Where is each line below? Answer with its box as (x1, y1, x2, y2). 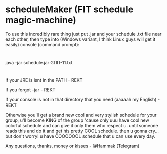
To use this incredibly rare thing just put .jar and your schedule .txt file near (5, 31, 162, 37)
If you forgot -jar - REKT (5, 87, 56, 93)
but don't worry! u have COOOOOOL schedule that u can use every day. (5, 133, 155, 139)
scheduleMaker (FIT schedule (5, 4, 134, 15)
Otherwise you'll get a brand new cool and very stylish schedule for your (5, 112, 157, 118)
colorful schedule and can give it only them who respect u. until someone (5, 123, 158, 129)
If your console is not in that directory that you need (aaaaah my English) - (5, 97, 160, 103)
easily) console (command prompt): (5, 41, 80, 47)
